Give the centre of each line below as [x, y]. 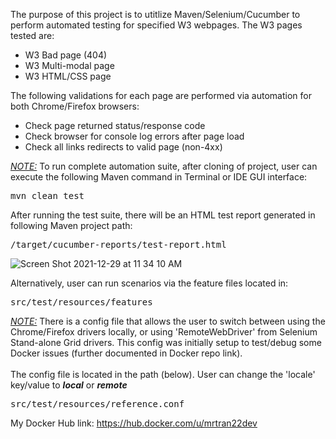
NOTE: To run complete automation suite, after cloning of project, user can [164, 166]
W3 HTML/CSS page [68, 76]
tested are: [32, 35]
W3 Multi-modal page [69, 65]
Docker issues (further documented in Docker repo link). [126, 353]
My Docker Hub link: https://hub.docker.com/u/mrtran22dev [134, 423]
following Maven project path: [71, 225]
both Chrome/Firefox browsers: [75, 106]
